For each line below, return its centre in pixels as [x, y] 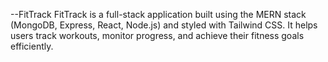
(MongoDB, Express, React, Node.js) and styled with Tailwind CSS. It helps [164, 25]
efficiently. [32, 46]
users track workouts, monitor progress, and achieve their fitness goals [157, 35]
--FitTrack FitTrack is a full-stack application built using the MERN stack [158, 14]
